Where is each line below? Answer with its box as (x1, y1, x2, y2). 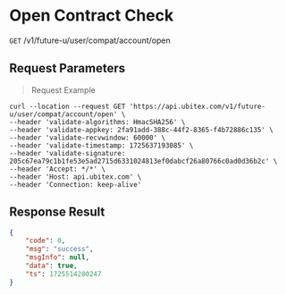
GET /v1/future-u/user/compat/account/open (9, 35, 172, 46)
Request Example (30, 84, 96, 95)
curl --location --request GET (9, 102, 126, 111)
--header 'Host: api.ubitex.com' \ (9, 172, 142, 181)
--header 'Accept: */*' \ (9, 164, 105, 173)
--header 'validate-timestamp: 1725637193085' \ (9, 140, 194, 150)
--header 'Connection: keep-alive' (9, 180, 142, 189)
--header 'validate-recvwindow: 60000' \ (9, 133, 166, 142)
